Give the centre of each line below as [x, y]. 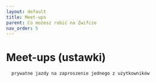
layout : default [26, 12]
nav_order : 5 [22, 28]
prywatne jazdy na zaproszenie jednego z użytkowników [81, 74]
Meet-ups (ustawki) [56, 58]
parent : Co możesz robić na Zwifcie [51, 23]
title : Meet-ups [26, 17]
